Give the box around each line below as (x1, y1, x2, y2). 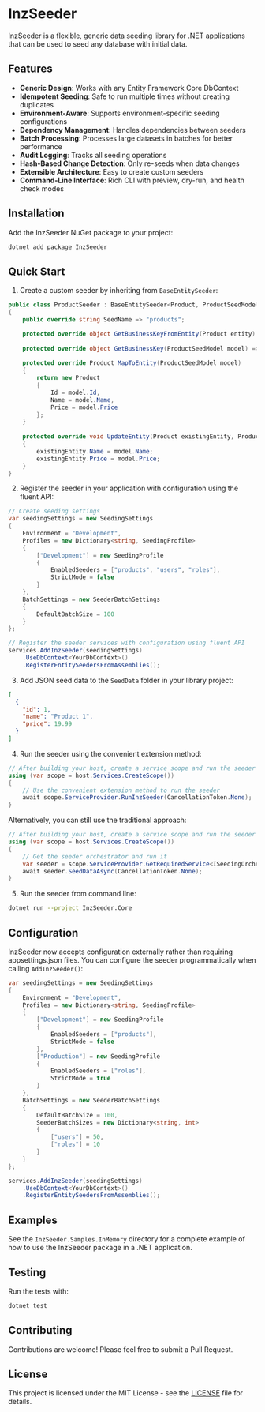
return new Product (36, 374, 101, 382)
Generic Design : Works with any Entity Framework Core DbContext (19, 83, 239, 92)
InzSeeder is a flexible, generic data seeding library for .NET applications (8, 31, 246, 40)
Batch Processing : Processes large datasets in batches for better (19, 133, 233, 143)
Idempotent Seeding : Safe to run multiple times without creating (19, 92, 230, 101)
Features (8, 62, 53, 76)
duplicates (19, 100, 54, 109)
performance (19, 141, 63, 151)
